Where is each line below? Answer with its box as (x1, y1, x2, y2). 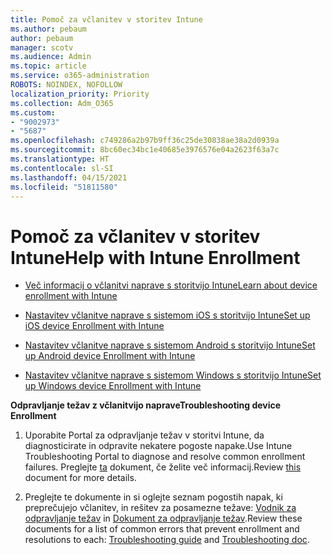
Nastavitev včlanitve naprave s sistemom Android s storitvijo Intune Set (24, 339, 316, 351)
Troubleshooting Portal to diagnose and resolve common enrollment (24, 451, 306, 463)
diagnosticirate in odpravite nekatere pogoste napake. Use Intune (24, 440, 293, 452)
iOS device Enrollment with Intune (24, 320, 165, 332)
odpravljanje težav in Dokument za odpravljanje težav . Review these (24, 512, 303, 525)
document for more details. (24, 472, 137, 484)
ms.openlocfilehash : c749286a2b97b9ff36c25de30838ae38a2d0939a (10, 136, 280, 146)
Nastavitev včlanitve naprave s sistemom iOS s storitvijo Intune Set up (24, 309, 311, 321)
